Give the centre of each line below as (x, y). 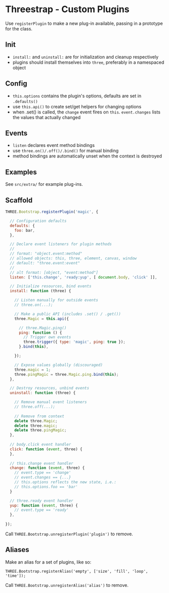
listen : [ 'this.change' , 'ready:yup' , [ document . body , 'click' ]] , (83, 277)
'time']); (16, 576)
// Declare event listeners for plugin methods (61, 244)
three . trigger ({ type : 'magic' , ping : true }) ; (74, 342)
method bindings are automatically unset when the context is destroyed (87, 156)
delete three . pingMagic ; (40, 430)
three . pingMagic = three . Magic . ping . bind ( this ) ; (67, 374)
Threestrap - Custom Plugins (68, 9)
